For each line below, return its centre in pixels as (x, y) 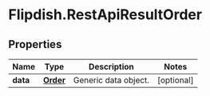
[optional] (175, 80)
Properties (35, 44)
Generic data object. (111, 80)
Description (111, 67)
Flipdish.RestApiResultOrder (105, 15)
